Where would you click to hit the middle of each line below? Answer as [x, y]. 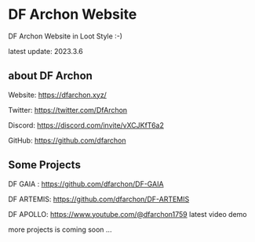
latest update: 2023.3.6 [46, 51]
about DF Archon [50, 76]
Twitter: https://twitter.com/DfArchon [68, 110]
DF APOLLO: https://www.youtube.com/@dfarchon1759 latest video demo [127, 214]
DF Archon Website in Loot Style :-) [66, 36]
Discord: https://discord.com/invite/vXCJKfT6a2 [86, 125]
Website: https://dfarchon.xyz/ [58, 95]
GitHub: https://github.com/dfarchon [67, 140]
